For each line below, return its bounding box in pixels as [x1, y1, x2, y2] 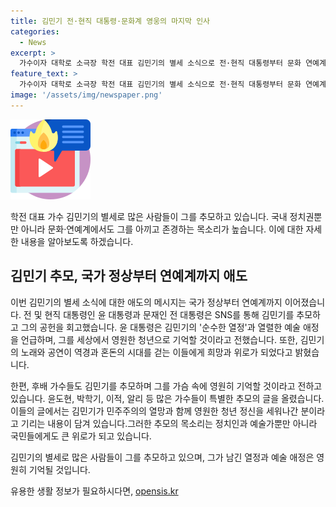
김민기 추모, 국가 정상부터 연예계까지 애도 [10, 268, 248, 285]
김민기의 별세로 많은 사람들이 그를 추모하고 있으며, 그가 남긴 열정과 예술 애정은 [10, 451, 315, 463]
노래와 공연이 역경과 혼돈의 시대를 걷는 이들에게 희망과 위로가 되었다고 [20, 346, 293, 358]
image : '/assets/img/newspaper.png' [10, 90, 163, 100]
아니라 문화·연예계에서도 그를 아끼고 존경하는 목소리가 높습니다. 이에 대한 [20, 223, 304, 235]
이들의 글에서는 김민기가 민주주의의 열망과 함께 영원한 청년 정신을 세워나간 [10, 405, 299, 417]
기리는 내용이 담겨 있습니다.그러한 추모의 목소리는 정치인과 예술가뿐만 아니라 [20, 417, 318, 429]
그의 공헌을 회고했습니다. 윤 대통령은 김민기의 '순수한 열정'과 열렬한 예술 [20, 321, 301, 333]
